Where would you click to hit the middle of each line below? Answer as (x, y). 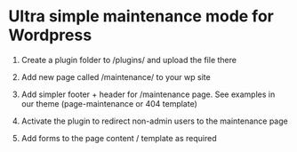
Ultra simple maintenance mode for (141, 16)
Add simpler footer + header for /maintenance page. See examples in (148, 94)
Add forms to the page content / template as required (119, 138)
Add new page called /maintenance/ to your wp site (116, 76)
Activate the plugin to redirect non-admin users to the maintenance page (154, 121)
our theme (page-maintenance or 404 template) (109, 103)
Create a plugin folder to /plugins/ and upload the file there (129, 60)
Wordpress (50, 35)
